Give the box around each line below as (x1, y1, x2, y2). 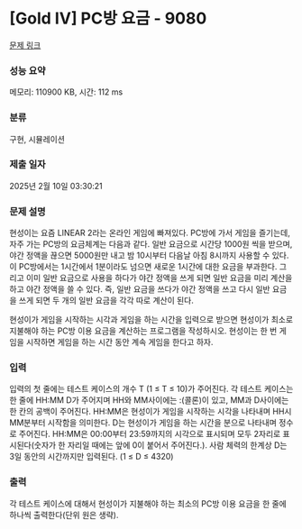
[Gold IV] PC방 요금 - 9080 (9, 8, 207, 29)
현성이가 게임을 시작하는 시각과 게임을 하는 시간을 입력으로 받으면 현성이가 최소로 (9, 315, 294, 325)
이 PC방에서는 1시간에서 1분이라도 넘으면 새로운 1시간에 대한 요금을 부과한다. (9, 261, 278, 272)
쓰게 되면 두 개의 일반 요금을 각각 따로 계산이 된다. (18, 295, 194, 306)
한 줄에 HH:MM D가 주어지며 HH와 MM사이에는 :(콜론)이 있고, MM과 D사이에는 (9, 395, 289, 406)
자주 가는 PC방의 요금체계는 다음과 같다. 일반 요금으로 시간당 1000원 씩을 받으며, (9, 239, 293, 250)
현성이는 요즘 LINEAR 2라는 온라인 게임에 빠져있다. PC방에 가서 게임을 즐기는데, (9, 227, 290, 239)
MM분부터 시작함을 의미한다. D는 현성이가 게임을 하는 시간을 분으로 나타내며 (9, 417, 278, 428)
